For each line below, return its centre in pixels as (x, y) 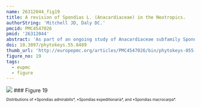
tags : (13, 61)
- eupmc (21, 67)
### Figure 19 (31, 91)
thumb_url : (20, 51)
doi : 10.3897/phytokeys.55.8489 (46, 45)
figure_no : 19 (24, 56)
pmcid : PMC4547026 (29, 28)
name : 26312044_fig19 (33, 12)
